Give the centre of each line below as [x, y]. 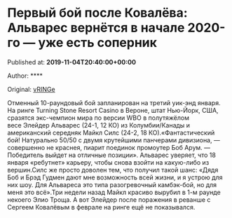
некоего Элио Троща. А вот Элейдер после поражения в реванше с [109, 199]
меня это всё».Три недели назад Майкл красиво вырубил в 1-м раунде [114, 192]
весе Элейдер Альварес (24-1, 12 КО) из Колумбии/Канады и [99, 125]
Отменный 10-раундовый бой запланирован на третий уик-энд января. [114, 102]
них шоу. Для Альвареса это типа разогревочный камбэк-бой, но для [112, 184]
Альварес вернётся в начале [96, 28]
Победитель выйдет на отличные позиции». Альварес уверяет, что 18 [111, 155]
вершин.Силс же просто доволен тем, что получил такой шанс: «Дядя [113, 170]
